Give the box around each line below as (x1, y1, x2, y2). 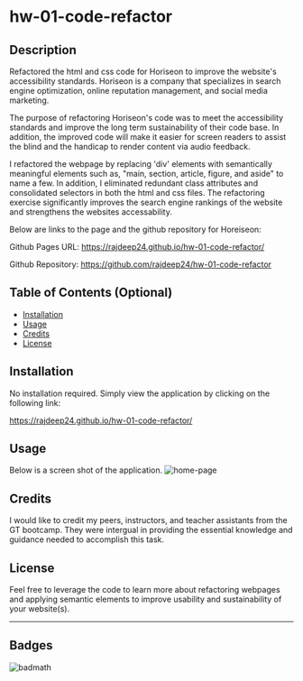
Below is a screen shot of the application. (9, 465, 163, 475)
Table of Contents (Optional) (9, 285, 173, 300)
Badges (9, 638, 53, 653)
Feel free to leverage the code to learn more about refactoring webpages (9, 584, 281, 595)
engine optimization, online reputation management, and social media (9, 86, 269, 96)
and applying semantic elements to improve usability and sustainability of (9, 594, 282, 605)
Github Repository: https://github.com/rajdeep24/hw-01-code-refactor (9, 259, 272, 270)
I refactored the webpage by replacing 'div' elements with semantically (9, 159, 273, 169)
